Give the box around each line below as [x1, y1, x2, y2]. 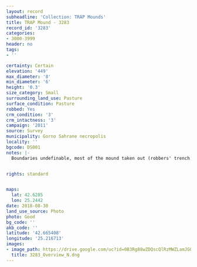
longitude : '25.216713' [6, 235, 64, 242]
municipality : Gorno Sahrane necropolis [6, 133, 107, 139]
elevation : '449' [6, 68, 49, 74]
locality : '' [6, 139, 38, 145]
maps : [6, 187, 19, 193]
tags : [6, 47, 19, 53]
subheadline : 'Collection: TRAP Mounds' [6, 14, 107, 20]
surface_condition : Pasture [6, 101, 75, 107]
